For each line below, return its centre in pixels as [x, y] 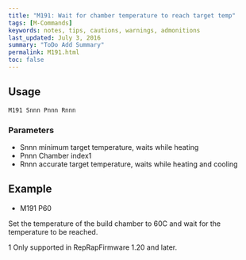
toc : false [26, 60]
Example [30, 189]
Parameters [31, 130]
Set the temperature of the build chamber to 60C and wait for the [115, 224]
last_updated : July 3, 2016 [55, 38]
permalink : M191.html [44, 52]
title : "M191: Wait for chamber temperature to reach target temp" [122, 15]
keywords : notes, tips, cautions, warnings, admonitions [104, 30]
